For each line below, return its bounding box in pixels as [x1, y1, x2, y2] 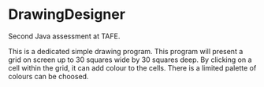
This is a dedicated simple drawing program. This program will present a [8, 46, 244, 56]
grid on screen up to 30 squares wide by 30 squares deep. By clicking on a [8, 55, 252, 64]
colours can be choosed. [8, 71, 89, 81]
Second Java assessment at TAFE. [8, 31, 121, 41]
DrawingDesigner [8, 5, 126, 24]
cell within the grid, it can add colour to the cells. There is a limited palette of [8, 63, 257, 72]
